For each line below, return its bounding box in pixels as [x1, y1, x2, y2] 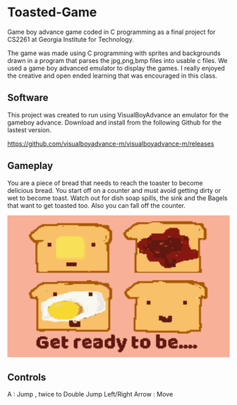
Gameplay [7, 160, 54, 172]
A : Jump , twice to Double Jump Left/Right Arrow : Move [7, 390, 174, 398]
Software [7, 92, 49, 104]
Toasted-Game [7, 4, 97, 20]
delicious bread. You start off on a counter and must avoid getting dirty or [7, 186, 221, 194]
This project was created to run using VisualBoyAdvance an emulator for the [7, 110, 229, 119]
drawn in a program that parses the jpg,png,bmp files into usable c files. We [7, 56, 228, 64]
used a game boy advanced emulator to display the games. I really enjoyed [7, 64, 226, 72]
